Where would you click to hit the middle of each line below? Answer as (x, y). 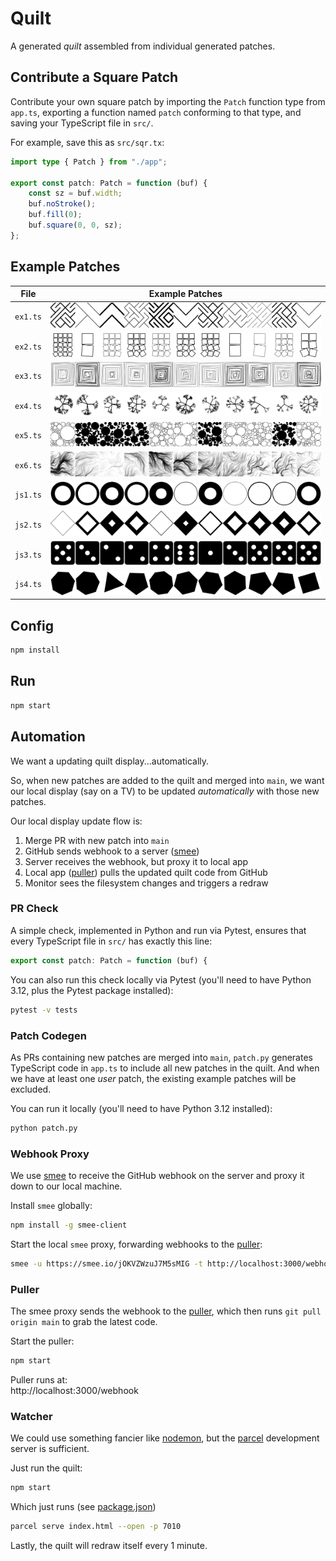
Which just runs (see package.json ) (83, 1507)
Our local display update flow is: (76, 821)
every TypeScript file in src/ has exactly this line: (111, 941)
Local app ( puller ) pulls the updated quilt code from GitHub (146, 872)
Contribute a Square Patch (94, 77)
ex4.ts (28, 406)
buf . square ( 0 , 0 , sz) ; (75, 225)
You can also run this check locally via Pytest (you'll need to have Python (161, 979)
